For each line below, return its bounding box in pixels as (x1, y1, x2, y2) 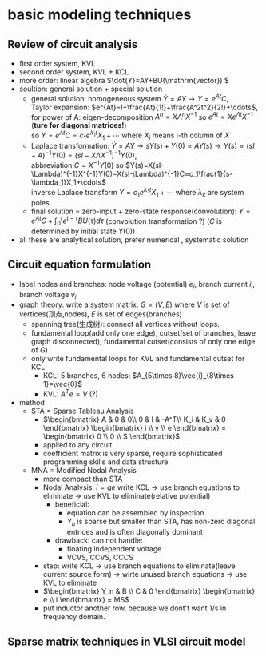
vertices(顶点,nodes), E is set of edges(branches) (18, 309, 183, 319)
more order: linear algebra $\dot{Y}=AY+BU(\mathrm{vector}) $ (18, 76, 229, 85)
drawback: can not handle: (54, 535, 143, 545)
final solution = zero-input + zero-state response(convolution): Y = (30, 206, 251, 216)
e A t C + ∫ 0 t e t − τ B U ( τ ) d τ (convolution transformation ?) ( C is (30, 214, 223, 227)
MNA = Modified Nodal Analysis (30, 466, 137, 475)
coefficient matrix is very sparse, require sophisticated (42, 449, 223, 459)
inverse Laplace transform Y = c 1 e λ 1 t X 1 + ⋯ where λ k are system (30, 186, 244, 199)
